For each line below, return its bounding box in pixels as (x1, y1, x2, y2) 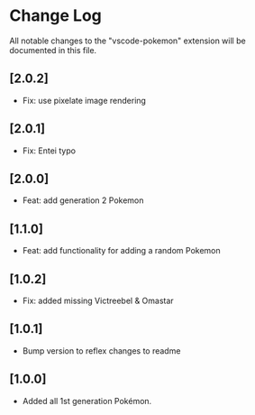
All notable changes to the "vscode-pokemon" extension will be (9, 35, 246, 46)
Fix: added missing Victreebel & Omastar (22, 295, 174, 306)
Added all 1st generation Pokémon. (22, 395, 152, 406)
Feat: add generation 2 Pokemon (22, 195, 144, 206)
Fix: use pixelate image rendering (22, 95, 147, 106)
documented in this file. (9, 44, 97, 55)
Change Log (9, 5, 102, 26)
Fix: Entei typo (22, 145, 77, 156)
